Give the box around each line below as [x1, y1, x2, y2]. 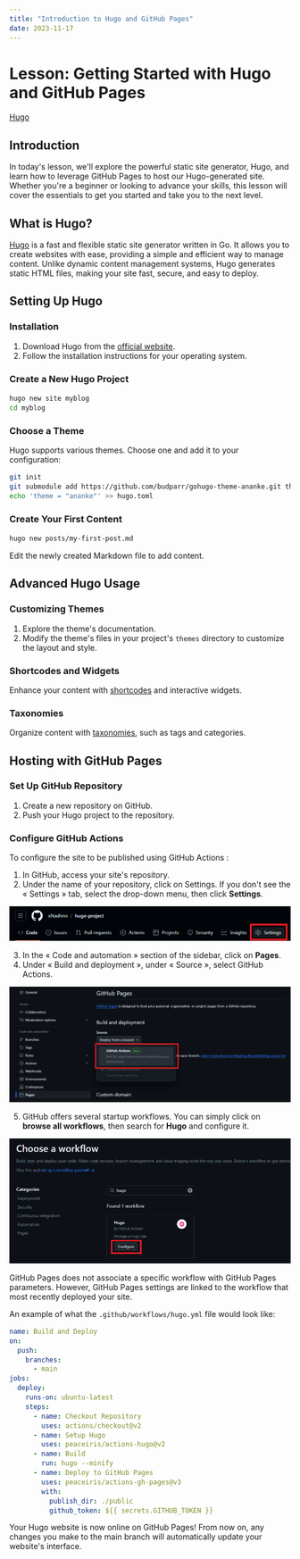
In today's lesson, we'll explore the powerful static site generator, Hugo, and [9, 162, 289, 172]
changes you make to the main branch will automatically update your [9, 1531, 262, 1542]
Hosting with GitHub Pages [9, 753, 162, 768]
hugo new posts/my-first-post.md [9, 534, 134, 544]
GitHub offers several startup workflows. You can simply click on [21, 1112, 261, 1122]
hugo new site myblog [9, 394, 90, 404]
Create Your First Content [9, 513, 122, 525]
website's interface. [9, 1541, 82, 1552]
